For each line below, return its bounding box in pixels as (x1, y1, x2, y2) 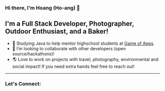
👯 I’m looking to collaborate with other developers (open (12, 45, 126, 51)
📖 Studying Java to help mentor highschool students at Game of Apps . (12, 40, 155, 46)
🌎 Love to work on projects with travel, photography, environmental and (12, 56, 159, 62)
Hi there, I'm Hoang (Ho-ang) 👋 (5, 4, 80, 11)
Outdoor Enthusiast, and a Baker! (5, 27, 109, 36)
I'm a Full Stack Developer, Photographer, (5, 20, 134, 28)
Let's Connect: (5, 80, 41, 87)
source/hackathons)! (12, 51, 55, 57)
